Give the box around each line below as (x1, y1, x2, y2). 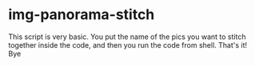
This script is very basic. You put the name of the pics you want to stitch (8, 32, 246, 41)
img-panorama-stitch (8, 6, 155, 24)
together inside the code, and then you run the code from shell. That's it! (8, 40, 248, 49)
